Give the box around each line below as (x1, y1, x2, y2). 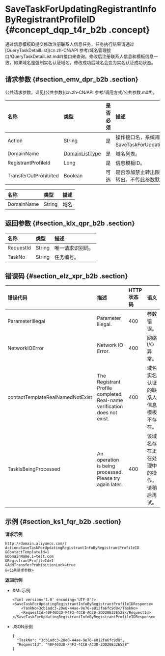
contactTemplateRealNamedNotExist (7, 394, 92, 401)
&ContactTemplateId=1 (5, 550, 50, 555)
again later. (97, 481, 123, 488)
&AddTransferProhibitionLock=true (5, 563, 76, 568)
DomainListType (63, 150, 101, 157)
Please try (97, 475, 120, 482)
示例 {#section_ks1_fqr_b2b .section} (5, 517, 122, 526)
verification (97, 403, 123, 410)
